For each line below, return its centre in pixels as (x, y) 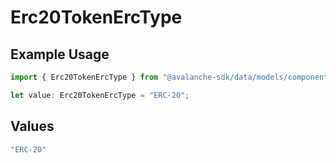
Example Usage (60, 54)
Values (32, 126)
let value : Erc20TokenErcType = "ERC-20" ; (100, 95)
